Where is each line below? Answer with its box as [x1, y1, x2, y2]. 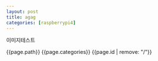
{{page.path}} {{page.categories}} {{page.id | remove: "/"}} [6, 49, 152, 56]
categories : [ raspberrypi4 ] [6, 20, 76, 25]
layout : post [6, 8, 39, 15]
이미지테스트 [6, 37, 36, 44]
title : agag [6, 14, 36, 20]
